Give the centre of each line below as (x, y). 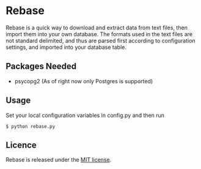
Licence (21, 145)
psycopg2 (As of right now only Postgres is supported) (84, 81)
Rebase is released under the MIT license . (59, 160)
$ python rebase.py (31, 126)
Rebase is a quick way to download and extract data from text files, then (97, 28)
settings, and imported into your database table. (66, 47)
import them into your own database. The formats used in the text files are (99, 34)
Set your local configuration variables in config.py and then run (85, 115)
